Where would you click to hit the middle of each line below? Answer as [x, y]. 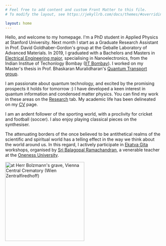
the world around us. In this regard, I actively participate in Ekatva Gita [77, 145]
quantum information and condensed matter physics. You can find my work [82, 94]
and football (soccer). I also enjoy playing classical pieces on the [71, 120]
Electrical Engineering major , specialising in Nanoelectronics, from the [76, 58]
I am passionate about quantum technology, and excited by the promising [80, 83]
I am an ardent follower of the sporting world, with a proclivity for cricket [79, 114]
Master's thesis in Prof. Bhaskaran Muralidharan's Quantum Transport [76, 69]
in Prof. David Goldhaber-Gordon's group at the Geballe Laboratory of [76, 48]
